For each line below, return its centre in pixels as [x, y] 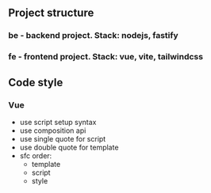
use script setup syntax [58, 122]
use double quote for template [69, 147]
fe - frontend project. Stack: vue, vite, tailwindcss [106, 57]
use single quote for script [63, 138]
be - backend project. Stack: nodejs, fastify [93, 36]
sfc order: [36, 155]
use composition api [53, 131]
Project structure [51, 13]
